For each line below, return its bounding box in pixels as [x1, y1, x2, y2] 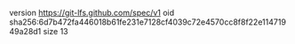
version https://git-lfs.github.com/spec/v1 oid [9, 8, 175, 18]
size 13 [43, 26, 68, 36]
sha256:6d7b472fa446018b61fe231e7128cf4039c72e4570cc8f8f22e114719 [9, 17, 287, 27]
